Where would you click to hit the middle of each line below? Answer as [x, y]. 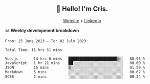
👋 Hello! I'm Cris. [82, 9]
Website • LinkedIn [82, 20]
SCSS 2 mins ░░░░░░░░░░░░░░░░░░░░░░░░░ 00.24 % [75, 77]
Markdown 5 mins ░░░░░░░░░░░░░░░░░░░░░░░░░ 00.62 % [75, 72]
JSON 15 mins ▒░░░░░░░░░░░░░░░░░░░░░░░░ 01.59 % [75, 68]
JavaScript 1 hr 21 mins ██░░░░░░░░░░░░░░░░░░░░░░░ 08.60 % [75, 63]
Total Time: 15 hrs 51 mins [34, 50]
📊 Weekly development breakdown [42, 30]
